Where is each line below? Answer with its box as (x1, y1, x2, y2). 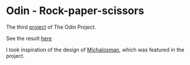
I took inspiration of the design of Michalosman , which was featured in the (6, 46, 185, 53)
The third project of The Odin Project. (6, 23, 96, 30)
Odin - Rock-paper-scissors (6, 4, 144, 18)
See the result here (6, 35, 52, 42)
